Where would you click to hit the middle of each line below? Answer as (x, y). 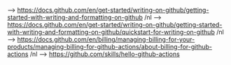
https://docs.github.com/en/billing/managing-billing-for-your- (106, 39)
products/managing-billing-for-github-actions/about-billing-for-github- (110, 47)
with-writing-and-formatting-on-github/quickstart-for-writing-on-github (111, 32)
